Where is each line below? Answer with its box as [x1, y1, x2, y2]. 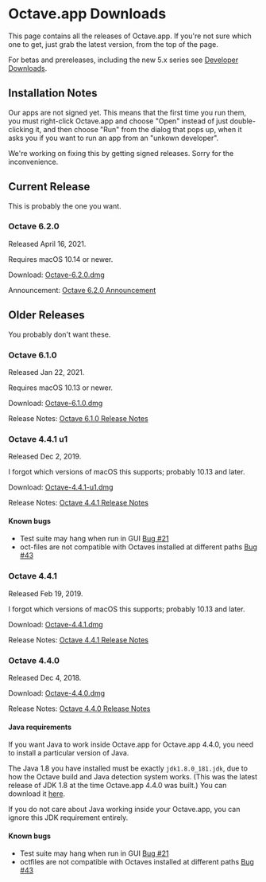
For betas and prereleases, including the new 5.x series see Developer [8, 55, 239, 64]
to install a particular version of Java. [8, 748, 129, 758]
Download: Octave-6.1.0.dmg [8, 398, 103, 408]
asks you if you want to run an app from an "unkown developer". [8, 133, 219, 142]
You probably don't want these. [8, 330, 111, 339]
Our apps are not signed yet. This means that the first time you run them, [8, 107, 246, 117]
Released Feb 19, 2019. [8, 588, 83, 598]
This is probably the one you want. [8, 201, 121, 211]
